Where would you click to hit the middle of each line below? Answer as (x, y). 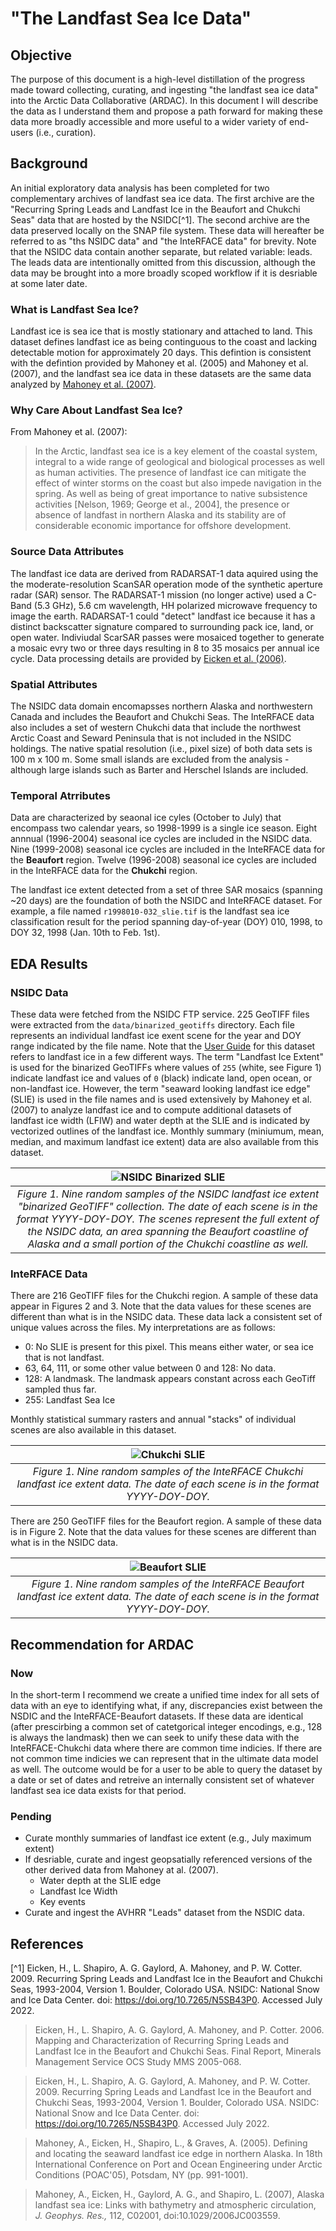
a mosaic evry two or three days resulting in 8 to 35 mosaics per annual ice (165, 648)
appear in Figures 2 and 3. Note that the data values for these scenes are (161, 1306)
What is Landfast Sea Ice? (75, 309)
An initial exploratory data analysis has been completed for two (140, 188)
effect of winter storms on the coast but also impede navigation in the (178, 483)
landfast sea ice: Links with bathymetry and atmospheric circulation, (175, 2205)
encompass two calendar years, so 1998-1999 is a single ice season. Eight (164, 828)
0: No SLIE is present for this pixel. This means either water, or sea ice (169, 1347)
